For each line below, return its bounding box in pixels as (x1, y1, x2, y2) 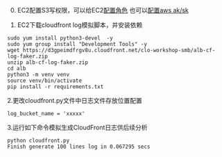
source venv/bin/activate (7, 77, 82, 84)
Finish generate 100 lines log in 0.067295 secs (7, 143, 151, 150)
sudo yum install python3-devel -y (7, 35, 113, 42)
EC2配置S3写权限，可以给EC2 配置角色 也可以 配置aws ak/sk (17, 6, 189, 14)
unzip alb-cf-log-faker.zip (7, 59, 89, 66)
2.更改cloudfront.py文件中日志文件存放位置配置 (7, 97, 142, 104)
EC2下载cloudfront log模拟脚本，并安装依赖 (17, 21, 143, 29)
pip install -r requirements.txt (7, 83, 104, 90)
